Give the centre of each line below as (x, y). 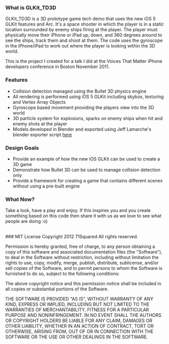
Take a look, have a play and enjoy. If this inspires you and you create (78, 211)
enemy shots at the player (40, 124)
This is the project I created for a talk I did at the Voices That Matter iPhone (84, 61)
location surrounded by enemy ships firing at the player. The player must (81, 30)
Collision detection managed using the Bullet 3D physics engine (79, 91)
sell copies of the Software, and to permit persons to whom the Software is (84, 268)
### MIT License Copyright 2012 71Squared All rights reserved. (72, 237)
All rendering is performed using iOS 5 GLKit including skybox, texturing (88, 97)
